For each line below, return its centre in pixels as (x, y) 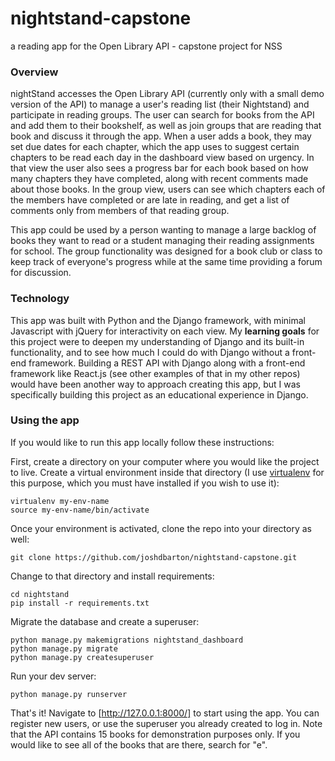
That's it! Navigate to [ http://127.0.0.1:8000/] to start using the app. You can (165, 713)
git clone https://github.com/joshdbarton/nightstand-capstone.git (154, 557)
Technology (40, 299)
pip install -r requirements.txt (80, 603)
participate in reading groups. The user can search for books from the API (162, 115)
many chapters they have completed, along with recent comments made (159, 179)
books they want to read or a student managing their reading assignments (162, 241)
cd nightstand (40, 594)
